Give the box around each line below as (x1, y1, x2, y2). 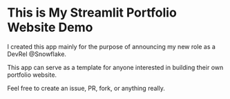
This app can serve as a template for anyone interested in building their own (7, 63, 224, 71)
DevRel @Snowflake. (7, 50, 67, 58)
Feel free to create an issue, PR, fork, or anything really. (7, 84, 166, 92)
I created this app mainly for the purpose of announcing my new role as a (7, 42, 216, 51)
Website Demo (7, 19, 93, 35)
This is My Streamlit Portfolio (7, 5, 178, 21)
